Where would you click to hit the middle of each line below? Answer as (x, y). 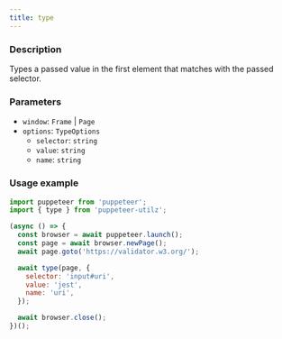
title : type (32, 18)
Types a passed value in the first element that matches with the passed (141, 69)
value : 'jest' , (54, 285)
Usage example (44, 183)
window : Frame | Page (59, 122)
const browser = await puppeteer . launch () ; (100, 235)
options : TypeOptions (61, 131)
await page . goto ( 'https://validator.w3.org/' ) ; (109, 252)
